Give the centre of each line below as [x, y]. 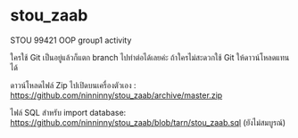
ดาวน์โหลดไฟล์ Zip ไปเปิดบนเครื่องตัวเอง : [73, 85]
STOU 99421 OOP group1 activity [71, 40]
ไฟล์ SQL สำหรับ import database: [68, 112]
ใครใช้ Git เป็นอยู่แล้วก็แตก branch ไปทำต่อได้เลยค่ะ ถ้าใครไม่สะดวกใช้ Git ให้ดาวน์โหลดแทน [150, 57]
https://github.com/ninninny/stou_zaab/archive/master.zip [116, 95]
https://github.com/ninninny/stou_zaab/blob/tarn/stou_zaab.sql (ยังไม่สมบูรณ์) [148, 122]
